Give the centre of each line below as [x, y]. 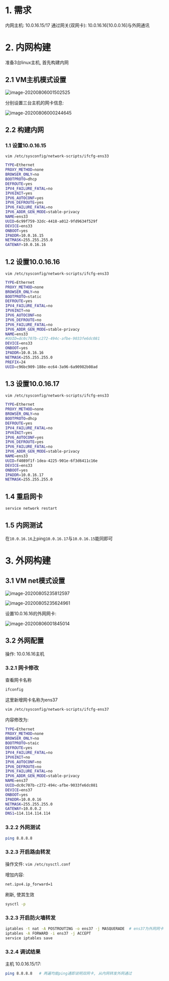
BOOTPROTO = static [23, 296]
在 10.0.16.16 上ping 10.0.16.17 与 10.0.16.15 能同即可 [59, 538]
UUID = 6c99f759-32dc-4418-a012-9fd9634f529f [52, 221]
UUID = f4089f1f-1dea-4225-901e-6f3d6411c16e [52, 461]
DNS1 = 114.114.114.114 [28, 814]
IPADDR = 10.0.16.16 [24, 353]
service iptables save [29, 938]
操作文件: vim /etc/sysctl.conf [38, 864]
